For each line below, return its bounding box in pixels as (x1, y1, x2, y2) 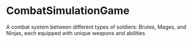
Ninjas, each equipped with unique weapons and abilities (6, 29, 145, 36)
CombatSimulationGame (6, 4, 130, 17)
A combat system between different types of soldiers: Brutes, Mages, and (6, 23, 187, 30)
